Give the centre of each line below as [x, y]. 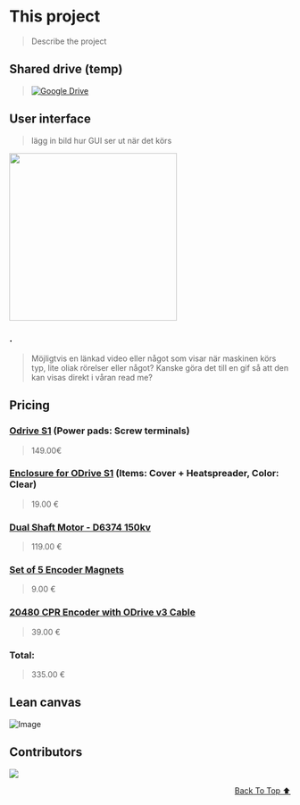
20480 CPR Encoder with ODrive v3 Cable [103, 612]
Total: [22, 655]
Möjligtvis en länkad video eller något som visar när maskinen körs [154, 358]
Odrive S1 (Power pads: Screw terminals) [100, 431]
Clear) [23, 484]
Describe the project [69, 41]
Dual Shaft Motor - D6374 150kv [80, 527]
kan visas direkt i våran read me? [92, 377]
